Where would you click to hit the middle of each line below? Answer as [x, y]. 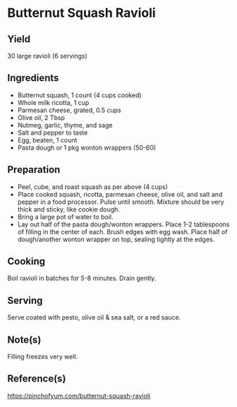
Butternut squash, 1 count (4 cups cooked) [80, 95]
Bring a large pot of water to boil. [66, 217]
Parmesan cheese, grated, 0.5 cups [69, 110]
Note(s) [24, 340]
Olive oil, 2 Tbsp [41, 117]
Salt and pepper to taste [53, 133]
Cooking [26, 261]
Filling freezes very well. [43, 357]
